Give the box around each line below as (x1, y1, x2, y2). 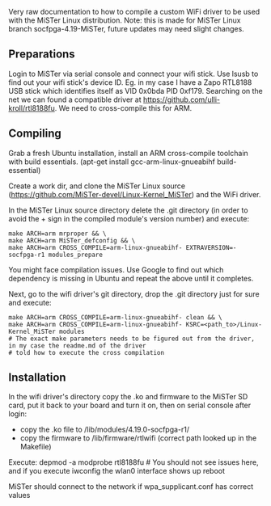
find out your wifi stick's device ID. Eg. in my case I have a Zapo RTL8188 (8, 77, 252, 87)
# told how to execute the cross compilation (8, 348, 164, 356)
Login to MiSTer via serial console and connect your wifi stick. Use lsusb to (8, 69, 259, 78)
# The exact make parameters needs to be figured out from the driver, (8, 335, 255, 343)
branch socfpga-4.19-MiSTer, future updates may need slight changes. (8, 24, 244, 33)
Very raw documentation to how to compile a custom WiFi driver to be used (8, 7, 260, 16)
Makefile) (19, 442, 52, 452)
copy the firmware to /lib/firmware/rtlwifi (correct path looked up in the (19, 433, 257, 443)
